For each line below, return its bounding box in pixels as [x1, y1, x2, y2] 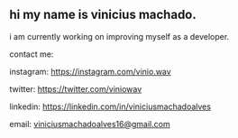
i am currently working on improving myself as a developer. [9, 31, 230, 41]
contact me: [9, 49, 54, 60]
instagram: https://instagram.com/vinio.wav [9, 66, 171, 77]
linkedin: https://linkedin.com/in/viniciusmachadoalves [9, 101, 212, 112]
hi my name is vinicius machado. [9, 7, 197, 23]
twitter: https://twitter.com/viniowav [9, 83, 142, 94]
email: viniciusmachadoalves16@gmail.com [9, 118, 170, 129]
